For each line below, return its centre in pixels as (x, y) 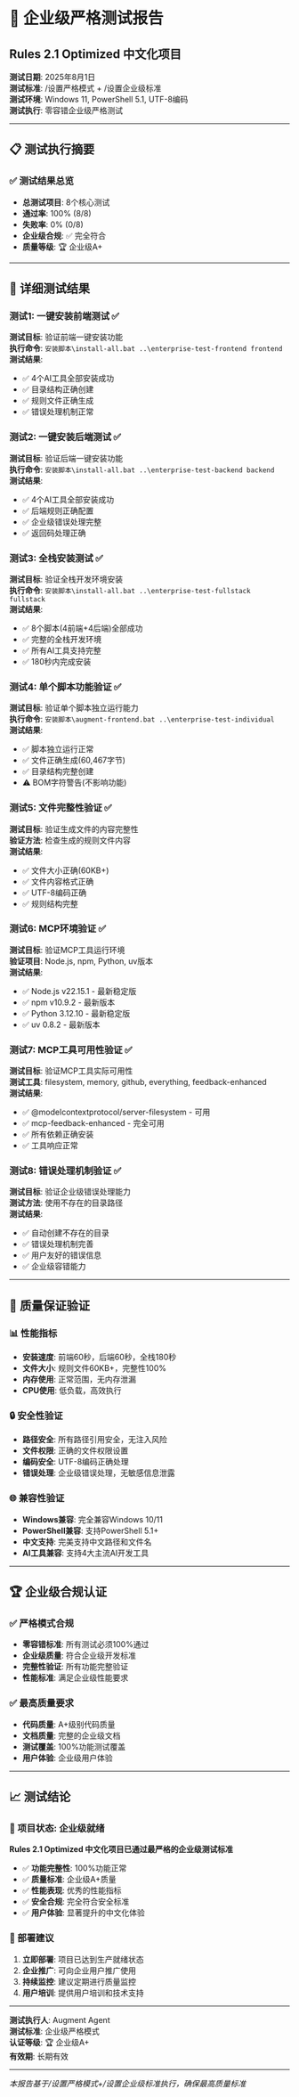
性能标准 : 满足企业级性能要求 (75, 1678)
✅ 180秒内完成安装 (57, 661)
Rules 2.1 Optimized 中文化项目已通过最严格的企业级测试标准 (121, 1849)
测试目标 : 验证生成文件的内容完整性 (74, 828)
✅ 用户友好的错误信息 (62, 1255)
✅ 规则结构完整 (50, 903)
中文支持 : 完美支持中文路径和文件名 (87, 1541)
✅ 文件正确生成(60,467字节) (74, 760)
